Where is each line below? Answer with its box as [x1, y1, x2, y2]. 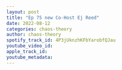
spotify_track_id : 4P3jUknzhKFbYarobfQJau [6, 37, 116, 43]
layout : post [6, 9, 40, 15]
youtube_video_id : [6, 43, 53, 49]
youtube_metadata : [6, 54, 53, 60]
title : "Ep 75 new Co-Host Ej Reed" [6, 15, 99, 21]
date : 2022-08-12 [6, 20, 51, 26]
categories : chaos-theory [6, 26, 72, 32]
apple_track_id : [6, 49, 48, 55]
